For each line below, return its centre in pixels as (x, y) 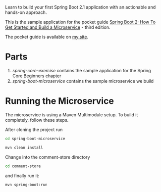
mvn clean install (24, 147)
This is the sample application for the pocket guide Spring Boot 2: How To (80, 22)
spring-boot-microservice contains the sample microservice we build (83, 81)
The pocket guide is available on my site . (47, 37)
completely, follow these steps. (37, 120)
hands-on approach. (26, 12)
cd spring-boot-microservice (35, 139)
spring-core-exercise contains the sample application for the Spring (81, 70)
